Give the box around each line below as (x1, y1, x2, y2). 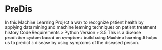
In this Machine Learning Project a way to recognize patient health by (5, 19, 144, 25)
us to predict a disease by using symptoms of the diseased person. (5, 39, 140, 45)
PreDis (5, 3, 32, 14)
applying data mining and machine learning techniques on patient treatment (5, 24, 157, 30)
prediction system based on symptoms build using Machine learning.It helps (5, 35, 158, 40)
